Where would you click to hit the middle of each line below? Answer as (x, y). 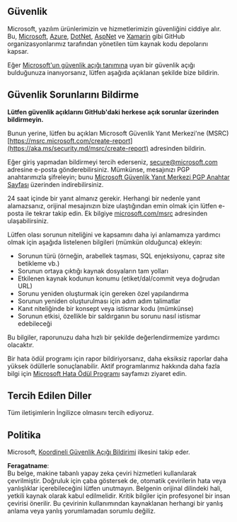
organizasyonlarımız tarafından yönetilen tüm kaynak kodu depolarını (108, 44)
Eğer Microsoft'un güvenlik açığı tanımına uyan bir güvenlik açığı (101, 65)
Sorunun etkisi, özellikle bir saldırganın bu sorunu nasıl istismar (109, 316)
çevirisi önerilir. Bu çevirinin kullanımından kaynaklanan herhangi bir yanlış (115, 504)
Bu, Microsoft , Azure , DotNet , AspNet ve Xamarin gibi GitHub (96, 36)
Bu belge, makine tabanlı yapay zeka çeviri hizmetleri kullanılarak (102, 473)
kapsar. (18, 51)
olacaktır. (21, 345)
